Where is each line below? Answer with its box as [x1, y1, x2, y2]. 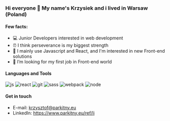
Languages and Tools [5, 70, 52, 76]
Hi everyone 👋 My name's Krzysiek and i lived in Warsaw [5, 5, 148, 12]
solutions [12, 53, 32, 60]
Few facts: [5, 23, 28, 29]
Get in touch [5, 93, 32, 99]
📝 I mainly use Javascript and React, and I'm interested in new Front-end [12, 48, 165, 54]
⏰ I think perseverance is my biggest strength [12, 43, 108, 49]
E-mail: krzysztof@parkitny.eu [12, 104, 76, 110]
